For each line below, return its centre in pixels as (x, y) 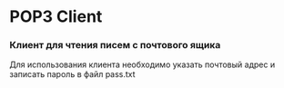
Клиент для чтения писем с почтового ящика (115, 45)
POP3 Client (56, 17)
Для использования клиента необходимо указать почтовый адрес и (142, 64)
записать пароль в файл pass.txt (72, 74)
